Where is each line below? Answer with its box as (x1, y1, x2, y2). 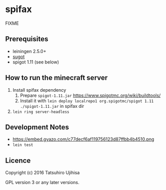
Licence (5, 156, 31, 165)
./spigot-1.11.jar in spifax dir (20, 103, 84, 109)
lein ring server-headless (12, 109, 70, 114)
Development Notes (5, 122, 69, 132)
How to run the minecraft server (5, 74, 108, 82)
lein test (12, 143, 34, 148)
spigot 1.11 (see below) (12, 59, 60, 65)
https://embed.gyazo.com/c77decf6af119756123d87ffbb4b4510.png (12, 136, 155, 142)
